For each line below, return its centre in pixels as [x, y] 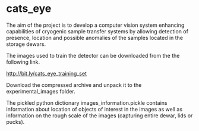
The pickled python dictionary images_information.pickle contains [87, 102]
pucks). [15, 121]
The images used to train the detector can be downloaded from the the [93, 55]
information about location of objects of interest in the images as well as [94, 109]
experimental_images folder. [41, 91]
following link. [23, 62]
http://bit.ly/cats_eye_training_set [47, 73]
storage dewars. [26, 44]
